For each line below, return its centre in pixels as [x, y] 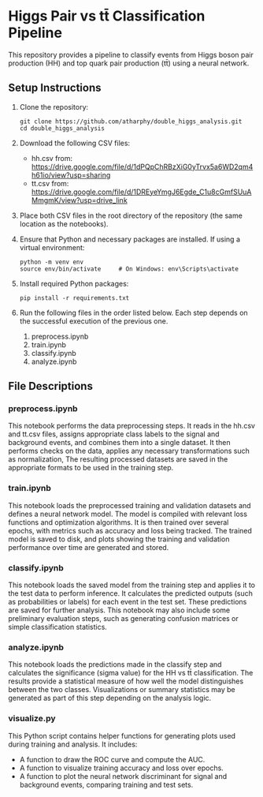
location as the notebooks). [64, 223]
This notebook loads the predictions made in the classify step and [115, 664]
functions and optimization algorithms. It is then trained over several [119, 522]
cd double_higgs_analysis [62, 128]
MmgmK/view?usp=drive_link [79, 200]
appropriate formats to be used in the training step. [91, 468]
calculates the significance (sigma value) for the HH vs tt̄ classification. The [131, 673]
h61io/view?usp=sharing [71, 175]
